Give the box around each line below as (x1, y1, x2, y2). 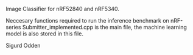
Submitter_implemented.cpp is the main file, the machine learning (22, 24, 187, 31)
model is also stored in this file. (5, 30, 83, 37)
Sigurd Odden (5, 42, 41, 49)
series (5, 24, 21, 31)
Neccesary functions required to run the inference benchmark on (5, 17, 170, 24)
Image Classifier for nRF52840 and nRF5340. (5, 5, 120, 12)
